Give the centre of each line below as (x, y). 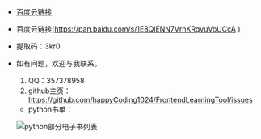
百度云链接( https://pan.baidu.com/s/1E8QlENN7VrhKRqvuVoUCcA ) (128, 29)
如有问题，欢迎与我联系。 (59, 63)
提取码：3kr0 (38, 46)
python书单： (51, 109)
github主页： (49, 91)
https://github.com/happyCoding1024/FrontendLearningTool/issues (140, 100)
